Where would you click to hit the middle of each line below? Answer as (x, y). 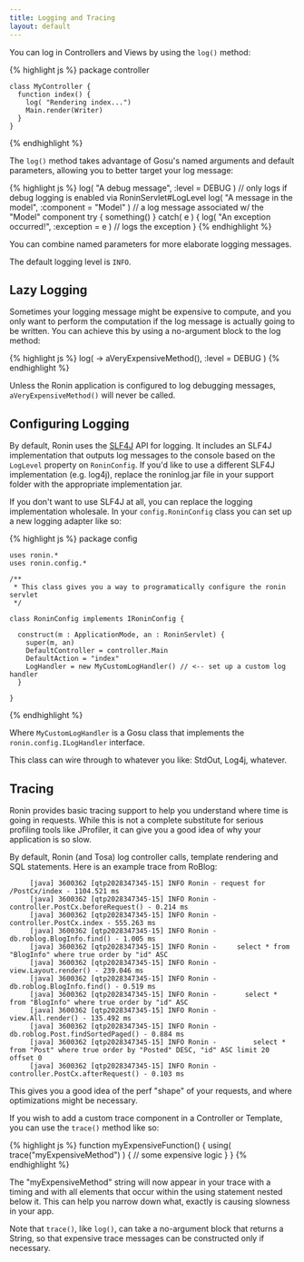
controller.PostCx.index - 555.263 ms (83, 922)
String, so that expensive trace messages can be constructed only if (137, 1238)
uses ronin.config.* (49, 564)
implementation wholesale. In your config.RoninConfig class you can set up (151, 512)
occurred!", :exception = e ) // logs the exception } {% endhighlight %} (141, 226)
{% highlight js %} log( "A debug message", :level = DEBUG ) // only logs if (148, 188)
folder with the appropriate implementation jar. (96, 484)
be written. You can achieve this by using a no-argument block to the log (145, 331)
